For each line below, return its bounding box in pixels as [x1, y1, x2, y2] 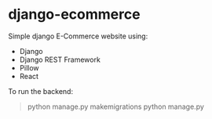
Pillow [19, 63, 39, 72]
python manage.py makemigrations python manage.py [27, 102, 204, 111]
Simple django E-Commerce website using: [8, 31, 148, 41]
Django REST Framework [19, 55, 101, 64]
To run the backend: [8, 86, 73, 96]
